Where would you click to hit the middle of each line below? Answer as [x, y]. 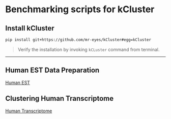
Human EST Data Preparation [52, 70]
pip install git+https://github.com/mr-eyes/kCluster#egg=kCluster [78, 40]
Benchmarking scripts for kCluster [80, 9]
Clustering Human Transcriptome [59, 98]
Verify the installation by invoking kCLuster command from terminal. [89, 49]
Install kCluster [30, 28]
